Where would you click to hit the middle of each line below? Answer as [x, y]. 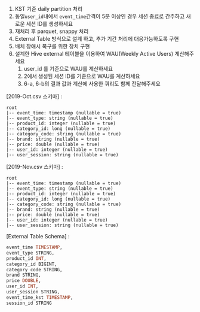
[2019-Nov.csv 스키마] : [35, 167]
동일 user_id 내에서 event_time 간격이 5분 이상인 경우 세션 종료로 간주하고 [100, 16]
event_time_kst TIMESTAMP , [40, 297]
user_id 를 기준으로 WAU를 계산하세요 [68, 69]
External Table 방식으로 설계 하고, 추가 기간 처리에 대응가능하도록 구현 [97, 39]
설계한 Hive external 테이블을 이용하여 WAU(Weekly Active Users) [94, 54]
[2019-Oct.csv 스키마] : [34, 96]
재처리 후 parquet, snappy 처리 [52, 31]
